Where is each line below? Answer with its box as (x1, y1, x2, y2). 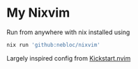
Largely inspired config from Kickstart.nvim (6, 54, 131, 62)
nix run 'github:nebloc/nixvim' (6, 41, 100, 48)
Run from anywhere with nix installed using (6, 28, 130, 36)
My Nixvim (6, 5, 70, 21)
